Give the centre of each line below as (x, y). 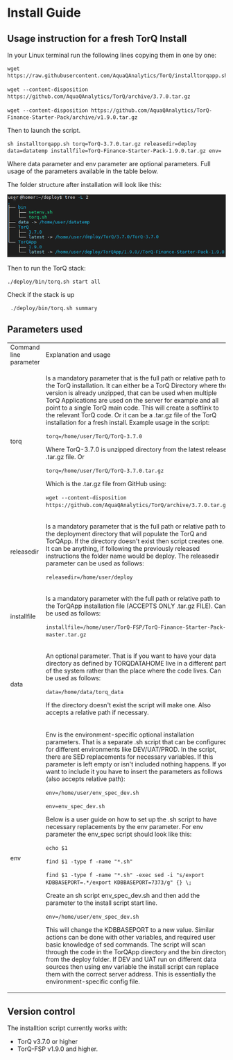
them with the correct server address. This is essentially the (131, 974)
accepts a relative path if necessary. (97, 713)
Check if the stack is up (41, 294)
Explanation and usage (78, 355)
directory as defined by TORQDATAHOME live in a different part (136, 664)
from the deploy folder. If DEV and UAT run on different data (131, 959)
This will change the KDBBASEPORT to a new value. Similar (130, 929)
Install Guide (44, 13)
